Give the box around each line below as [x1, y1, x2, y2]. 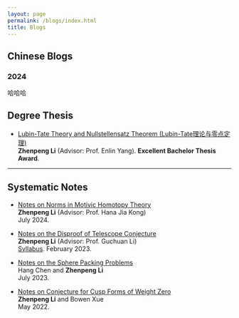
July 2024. [17, 215, 50, 224]
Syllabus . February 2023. [17, 244, 92, 253]
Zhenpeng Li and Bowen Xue [17, 294, 105, 303]
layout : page [7, 10, 46, 18]
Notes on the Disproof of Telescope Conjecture [17, 229, 156, 237]
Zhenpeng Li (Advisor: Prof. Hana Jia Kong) [17, 207, 147, 216]
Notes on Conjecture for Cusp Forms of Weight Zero [17, 287, 171, 296]
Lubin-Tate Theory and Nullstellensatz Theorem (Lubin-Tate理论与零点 [17, 129, 224, 138]
